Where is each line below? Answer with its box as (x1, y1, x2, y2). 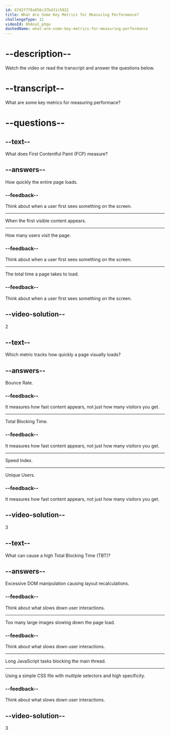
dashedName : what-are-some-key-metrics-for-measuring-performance (5, 26, 148, 31)
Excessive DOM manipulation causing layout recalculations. (5, 580, 130, 586)
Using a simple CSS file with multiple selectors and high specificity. (5, 673, 146, 679)
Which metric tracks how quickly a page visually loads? (5, 352, 121, 358)
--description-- (5, 48, 72, 60)
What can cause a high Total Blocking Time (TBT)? (5, 552, 111, 558)
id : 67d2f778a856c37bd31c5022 (5, 7, 69, 13)
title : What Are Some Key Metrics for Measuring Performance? (5, 12, 139, 17)
